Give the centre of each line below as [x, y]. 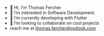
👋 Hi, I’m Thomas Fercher [35, 8]
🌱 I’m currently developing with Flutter [49, 18]
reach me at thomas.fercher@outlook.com [53, 28]
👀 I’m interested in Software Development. [52, 13]
